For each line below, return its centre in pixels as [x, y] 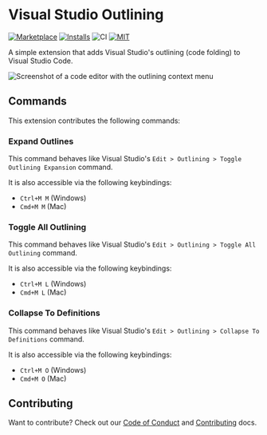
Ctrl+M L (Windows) [53, 284]
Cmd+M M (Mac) [43, 207]
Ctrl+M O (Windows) [53, 370]
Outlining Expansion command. [61, 167]
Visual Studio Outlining [86, 15]
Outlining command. [43, 253]
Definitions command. [47, 339]
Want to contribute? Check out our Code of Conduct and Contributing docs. [133, 423]
